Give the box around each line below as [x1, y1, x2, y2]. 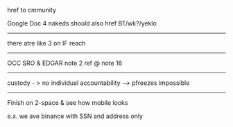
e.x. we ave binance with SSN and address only [7, 112, 144, 120]
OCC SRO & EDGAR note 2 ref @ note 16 [7, 59, 123, 67]
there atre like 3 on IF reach [7, 39, 86, 47]
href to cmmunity [7, 6, 57, 14]
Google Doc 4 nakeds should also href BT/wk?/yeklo [7, 19, 157, 27]
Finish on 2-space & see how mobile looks [7, 99, 128, 106]
